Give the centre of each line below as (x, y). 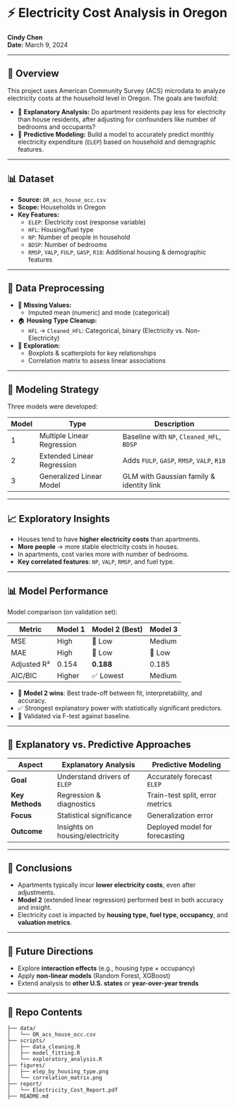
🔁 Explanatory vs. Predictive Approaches (99, 745)
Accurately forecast (180, 776)
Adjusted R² (31, 664)
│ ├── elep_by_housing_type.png (58, 1072)
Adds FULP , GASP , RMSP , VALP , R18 (174, 461)
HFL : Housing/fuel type (61, 229)
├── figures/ (26, 1065)
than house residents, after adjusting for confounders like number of (117, 119)
